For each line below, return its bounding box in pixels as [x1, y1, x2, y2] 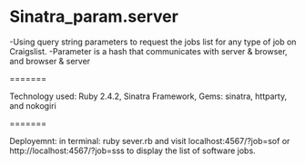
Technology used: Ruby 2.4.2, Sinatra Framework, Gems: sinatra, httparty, [9, 91, 288, 102]
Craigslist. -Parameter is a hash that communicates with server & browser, [9, 45, 289, 56]
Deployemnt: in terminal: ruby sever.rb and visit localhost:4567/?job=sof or [9, 135, 290, 146]
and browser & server [9, 55, 91, 66]
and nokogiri [9, 100, 56, 111]
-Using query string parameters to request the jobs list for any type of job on [9, 36, 297, 47]
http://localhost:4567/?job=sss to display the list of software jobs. [9, 145, 257, 156]
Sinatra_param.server [9, 6, 179, 27]
